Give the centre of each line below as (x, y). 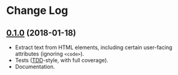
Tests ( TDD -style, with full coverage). (62, 60)
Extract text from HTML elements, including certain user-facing (94, 47)
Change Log (37, 11)
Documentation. (35, 67)
